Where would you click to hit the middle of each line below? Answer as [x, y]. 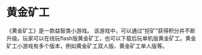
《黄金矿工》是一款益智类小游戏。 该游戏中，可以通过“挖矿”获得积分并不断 [101, 31]
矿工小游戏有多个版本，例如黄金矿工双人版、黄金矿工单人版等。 [87, 46]
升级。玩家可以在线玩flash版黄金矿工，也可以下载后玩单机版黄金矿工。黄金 [101, 38]
